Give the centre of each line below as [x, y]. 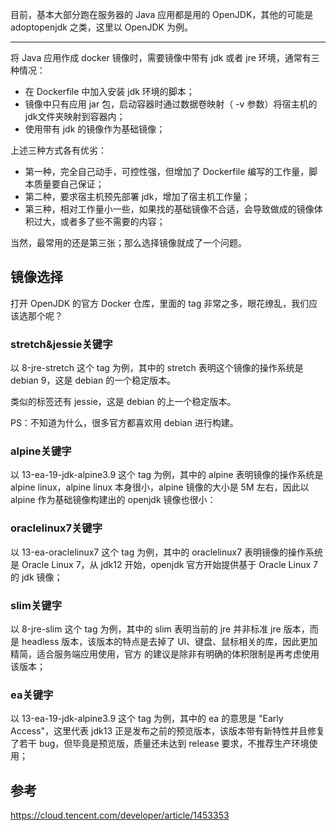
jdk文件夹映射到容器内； [75, 116]
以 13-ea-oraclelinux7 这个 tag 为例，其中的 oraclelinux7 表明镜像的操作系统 [167, 552]
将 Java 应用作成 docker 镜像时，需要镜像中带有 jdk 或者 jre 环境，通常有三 [165, 57]
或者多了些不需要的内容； [112, 221]
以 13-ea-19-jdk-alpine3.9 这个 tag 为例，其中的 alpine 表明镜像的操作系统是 [167, 475]
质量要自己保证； [69, 184]
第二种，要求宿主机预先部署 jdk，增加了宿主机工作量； [137, 196]
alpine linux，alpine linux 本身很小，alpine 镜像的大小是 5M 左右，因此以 [160, 487]
